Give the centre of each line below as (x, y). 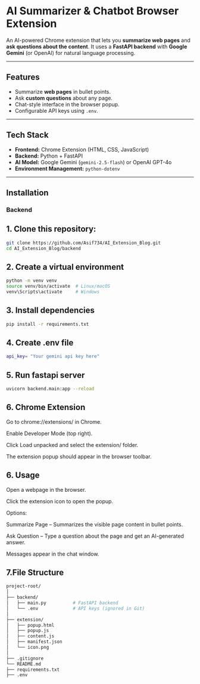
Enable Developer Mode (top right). (49, 433)
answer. (16, 542)
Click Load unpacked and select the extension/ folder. (72, 445)
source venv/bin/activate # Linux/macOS (58, 286)
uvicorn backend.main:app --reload (50, 389)
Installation (27, 192)
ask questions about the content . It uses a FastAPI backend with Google (97, 47)
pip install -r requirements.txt (48, 324)
